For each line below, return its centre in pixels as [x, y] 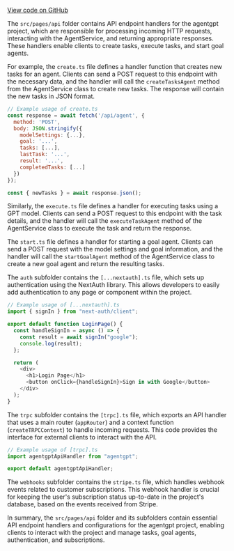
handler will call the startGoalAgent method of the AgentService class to [111, 256]
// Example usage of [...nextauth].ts [63, 305]
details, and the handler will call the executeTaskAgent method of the [105, 221]
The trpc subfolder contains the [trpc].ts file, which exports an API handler [117, 414]
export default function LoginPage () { [65, 324]
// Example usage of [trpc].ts [53, 450]
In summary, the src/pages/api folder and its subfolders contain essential [112, 518]
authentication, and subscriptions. [56, 540]
